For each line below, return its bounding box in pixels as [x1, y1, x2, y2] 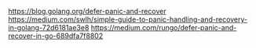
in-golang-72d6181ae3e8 [8, 23, 90, 32]
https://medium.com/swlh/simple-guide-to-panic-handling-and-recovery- [8, 15, 248, 24]
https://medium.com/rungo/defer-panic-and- [90, 23, 237, 32]
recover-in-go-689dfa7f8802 [8, 31, 104, 40]
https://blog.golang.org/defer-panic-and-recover [8, 7, 166, 15]
